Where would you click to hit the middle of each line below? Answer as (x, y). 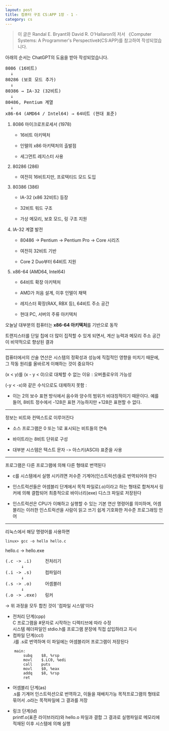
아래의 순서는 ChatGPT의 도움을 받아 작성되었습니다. (57, 57)
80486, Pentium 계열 (29, 102)
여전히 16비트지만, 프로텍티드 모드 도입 (58, 177)
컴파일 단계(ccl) (28, 635)
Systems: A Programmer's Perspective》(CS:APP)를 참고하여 (79, 40)
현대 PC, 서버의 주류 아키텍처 (49, 314)
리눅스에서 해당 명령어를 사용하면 (38, 532)
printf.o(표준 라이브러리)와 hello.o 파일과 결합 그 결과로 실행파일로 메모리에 (86, 717)
